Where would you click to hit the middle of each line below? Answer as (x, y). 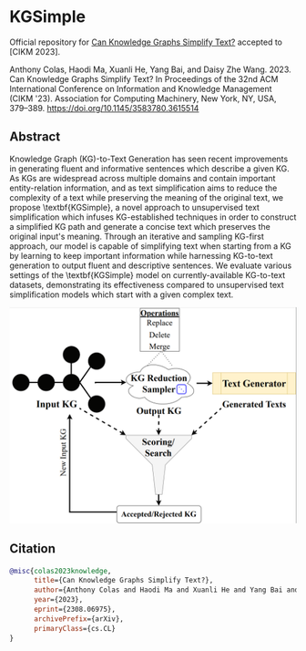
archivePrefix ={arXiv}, (79, 619)
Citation (33, 549)
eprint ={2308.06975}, (75, 610)
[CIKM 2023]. (35, 51)
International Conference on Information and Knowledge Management (141, 88)
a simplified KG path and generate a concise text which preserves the (140, 226)
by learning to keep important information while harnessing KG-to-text (141, 255)
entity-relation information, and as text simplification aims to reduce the (143, 188)
